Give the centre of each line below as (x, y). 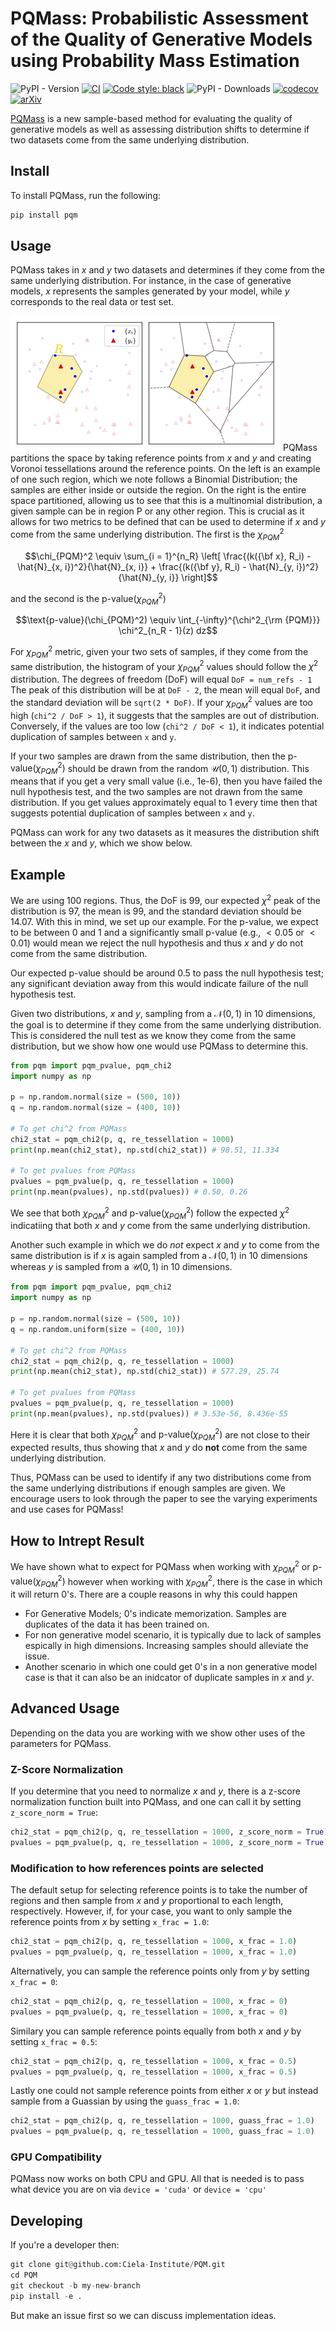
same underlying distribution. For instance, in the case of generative (151, 281)
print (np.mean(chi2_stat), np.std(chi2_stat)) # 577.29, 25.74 (145, 1372)
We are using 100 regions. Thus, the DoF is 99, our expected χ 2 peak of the (165, 899)
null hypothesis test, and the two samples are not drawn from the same (156, 792)
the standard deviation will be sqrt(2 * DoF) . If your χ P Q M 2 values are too (161, 703)
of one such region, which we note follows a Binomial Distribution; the (154, 479)
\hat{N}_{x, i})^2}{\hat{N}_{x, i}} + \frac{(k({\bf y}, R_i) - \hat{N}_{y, (155, 566)
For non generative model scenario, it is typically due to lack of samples (173, 1635)
